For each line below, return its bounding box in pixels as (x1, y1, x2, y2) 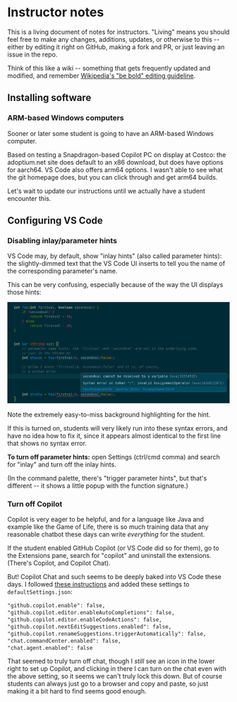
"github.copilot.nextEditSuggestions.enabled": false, (7, 624, 172, 631)
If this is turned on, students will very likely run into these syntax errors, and (7, 424, 228, 433)
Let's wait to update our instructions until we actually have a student (7, 187, 206, 195)
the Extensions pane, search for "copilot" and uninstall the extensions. (7, 551, 212, 560)
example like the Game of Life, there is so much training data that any (7, 522, 209, 531)
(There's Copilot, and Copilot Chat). (7, 559, 111, 568)
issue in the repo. (7, 50, 58, 59)
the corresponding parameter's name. (7, 267, 118, 276)
